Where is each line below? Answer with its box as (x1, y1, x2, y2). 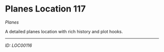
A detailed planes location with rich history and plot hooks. (5, 28, 123, 34)
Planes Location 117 (5, 3, 86, 14)
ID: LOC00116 (5, 42, 32, 48)
